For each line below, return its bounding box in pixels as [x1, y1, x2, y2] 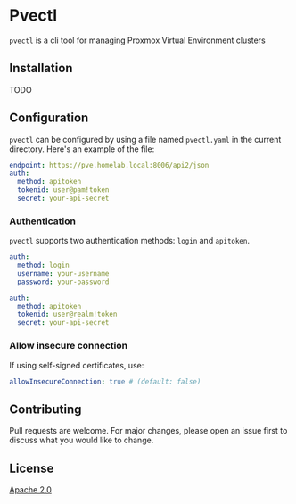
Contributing [9, 401, 82, 417]
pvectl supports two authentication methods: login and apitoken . [9, 235, 250, 246]
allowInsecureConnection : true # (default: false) [9, 376, 201, 386]
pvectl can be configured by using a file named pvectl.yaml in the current [9, 134, 282, 145]
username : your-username [17, 269, 110, 277]
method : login [17, 260, 70, 270]
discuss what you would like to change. [9, 434, 154, 446]
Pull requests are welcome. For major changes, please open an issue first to [9, 426, 288, 436]
